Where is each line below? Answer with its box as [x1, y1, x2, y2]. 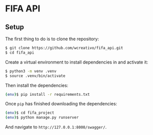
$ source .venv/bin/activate [5, 73, 66, 78]
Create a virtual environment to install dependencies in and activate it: [5, 59, 148, 65]
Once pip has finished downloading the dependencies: [5, 101, 118, 107]
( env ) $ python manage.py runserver [5, 115, 79, 120]
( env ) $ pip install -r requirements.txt [5, 92, 90, 97]
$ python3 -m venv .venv [5, 68, 57, 73]
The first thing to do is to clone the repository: [5, 36, 99, 42]
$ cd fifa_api [5, 50, 35, 55]
